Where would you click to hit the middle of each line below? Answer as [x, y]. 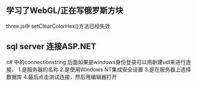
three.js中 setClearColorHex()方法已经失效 [58, 26]
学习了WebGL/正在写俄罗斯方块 [65, 11]
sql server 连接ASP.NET [51, 47]
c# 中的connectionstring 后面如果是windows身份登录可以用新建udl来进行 [96, 62]
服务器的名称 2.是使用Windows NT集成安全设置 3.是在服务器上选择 [109, 69]
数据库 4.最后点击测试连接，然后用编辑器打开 [62, 77]
